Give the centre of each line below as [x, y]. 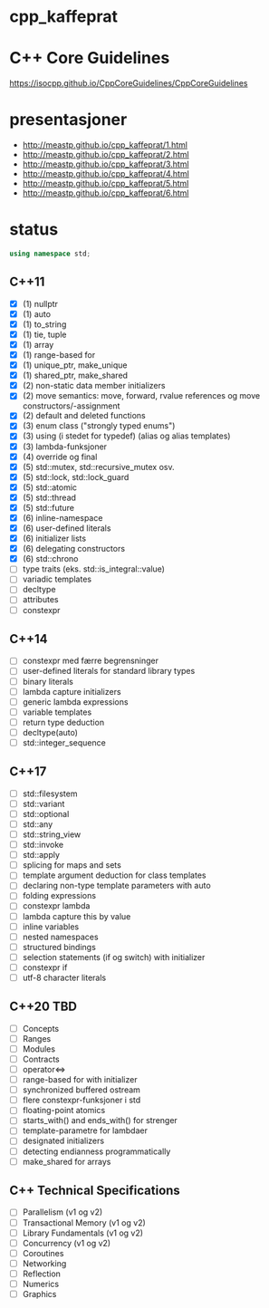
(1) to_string [44, 324]
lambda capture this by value [77, 916]
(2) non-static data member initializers [94, 386]
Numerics [41, 1284]
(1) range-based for [59, 355]
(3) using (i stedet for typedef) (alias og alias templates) [126, 436]
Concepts [41, 1028]
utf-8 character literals [64, 977]
